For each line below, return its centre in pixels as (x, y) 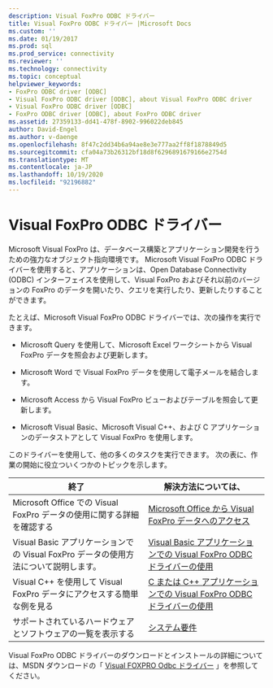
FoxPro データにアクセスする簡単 (76, 594)
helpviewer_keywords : (45, 84)
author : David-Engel (43, 129)
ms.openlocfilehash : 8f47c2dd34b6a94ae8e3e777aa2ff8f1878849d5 (118, 144)
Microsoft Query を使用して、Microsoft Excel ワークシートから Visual (136, 344)
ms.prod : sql (30, 46)
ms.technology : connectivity (58, 69)
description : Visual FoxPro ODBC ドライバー (82, 16)
